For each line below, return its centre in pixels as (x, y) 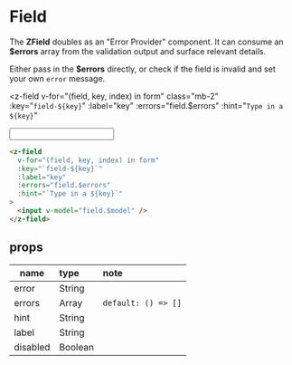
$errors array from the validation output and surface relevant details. (138, 51)
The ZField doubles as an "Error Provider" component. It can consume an (146, 42)
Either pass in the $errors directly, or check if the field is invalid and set (142, 69)
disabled (32, 347)
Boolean (76, 347)
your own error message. (57, 78)
